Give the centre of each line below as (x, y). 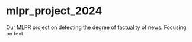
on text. (15, 33)
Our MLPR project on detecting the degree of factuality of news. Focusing (96, 27)
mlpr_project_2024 (54, 11)
